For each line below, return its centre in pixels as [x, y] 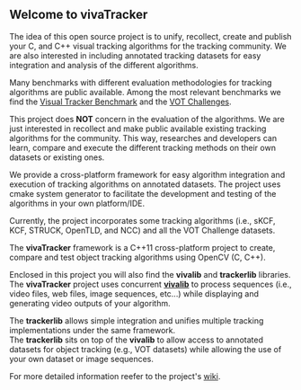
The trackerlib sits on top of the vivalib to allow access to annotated [136, 340]
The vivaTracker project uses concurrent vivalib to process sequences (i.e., [150, 284]
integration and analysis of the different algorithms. [104, 65]
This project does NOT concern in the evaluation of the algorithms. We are [147, 119]
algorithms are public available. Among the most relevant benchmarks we [145, 92]
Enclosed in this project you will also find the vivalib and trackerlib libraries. [150, 274]
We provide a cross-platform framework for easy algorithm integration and [147, 174]
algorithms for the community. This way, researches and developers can [143, 137]
